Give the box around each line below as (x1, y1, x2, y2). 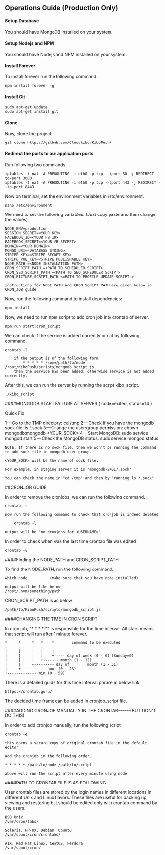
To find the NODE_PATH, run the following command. (5, 566, 114, 572)
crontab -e (5, 732, 28, 737)
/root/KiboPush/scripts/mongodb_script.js (5, 364, 94, 369)
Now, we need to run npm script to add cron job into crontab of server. (5, 314, 149, 320)
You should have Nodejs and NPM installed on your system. (5, 51, 127, 57)
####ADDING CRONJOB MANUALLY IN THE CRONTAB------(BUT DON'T (5, 707, 156, 713)
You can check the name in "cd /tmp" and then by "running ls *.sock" (5, 475, 154, 481)
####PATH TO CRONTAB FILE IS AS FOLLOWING (5, 780, 106, 785)
